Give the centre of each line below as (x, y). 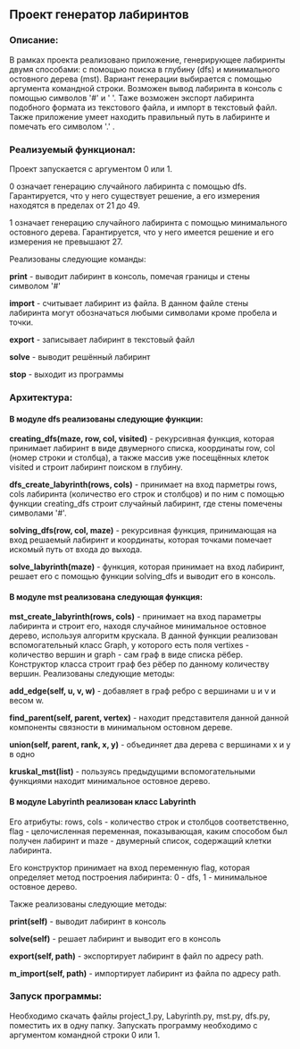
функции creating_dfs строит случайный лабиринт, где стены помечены (146, 504)
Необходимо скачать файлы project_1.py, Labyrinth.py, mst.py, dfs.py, (140, 1016)
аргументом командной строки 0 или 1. (85, 1035)
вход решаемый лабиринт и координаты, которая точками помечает (141, 540)
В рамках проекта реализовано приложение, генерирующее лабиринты (147, 60)
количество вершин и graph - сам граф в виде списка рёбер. (126, 655)
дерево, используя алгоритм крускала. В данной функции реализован (144, 635)
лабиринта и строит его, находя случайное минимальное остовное (138, 627)
